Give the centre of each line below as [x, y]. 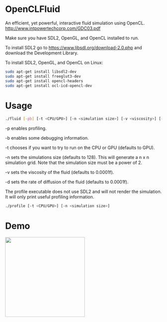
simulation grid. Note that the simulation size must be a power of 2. [74, 162]
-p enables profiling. [26, 129]
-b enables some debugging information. [47, 138]
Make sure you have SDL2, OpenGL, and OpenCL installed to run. [72, 38]
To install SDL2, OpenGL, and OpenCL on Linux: [54, 62]
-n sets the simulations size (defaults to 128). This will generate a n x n [77, 158]
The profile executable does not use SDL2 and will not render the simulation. [83, 192]
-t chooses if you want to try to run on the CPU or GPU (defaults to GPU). [80, 148]
